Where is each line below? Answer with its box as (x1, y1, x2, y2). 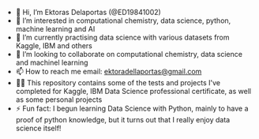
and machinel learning (15, 58, 88, 67)
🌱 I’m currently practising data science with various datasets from (15, 32, 231, 42)
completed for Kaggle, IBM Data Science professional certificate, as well (15, 87, 251, 96)
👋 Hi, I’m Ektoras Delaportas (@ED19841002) (15, 8, 162, 17)
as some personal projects (15, 95, 103, 104)
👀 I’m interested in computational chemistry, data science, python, (15, 16, 231, 25)
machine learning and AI (15, 24, 96, 33)
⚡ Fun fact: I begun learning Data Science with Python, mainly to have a (15, 103, 249, 113)
